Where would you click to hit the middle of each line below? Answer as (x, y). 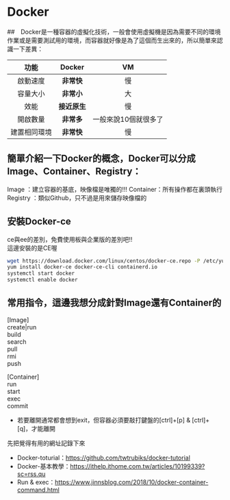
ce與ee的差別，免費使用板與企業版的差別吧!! (70, 239)
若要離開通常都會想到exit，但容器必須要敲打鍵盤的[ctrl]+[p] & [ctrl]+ (113, 420)
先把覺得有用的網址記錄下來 (46, 443)
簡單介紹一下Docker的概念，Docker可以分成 (102, 159)
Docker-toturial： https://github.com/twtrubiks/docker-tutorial (103, 458)
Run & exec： (36, 482)
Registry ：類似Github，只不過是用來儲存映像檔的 (77, 198)
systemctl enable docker (42, 280)
